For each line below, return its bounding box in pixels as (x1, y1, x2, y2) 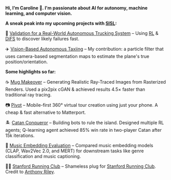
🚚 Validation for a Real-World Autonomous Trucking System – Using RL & (5, 30, 159, 36)
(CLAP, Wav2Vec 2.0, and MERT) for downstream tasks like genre (5, 148, 144, 154)
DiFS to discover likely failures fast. (5, 36, 79, 42)
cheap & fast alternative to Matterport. (5, 109, 86, 115)
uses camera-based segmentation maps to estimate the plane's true (5, 53, 149, 59)
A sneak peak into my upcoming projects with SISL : (5, 21, 117, 26)
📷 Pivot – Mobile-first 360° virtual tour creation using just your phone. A (5, 102, 158, 108)
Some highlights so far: (5, 69, 56, 74)
